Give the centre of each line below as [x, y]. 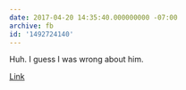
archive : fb [31, 26]
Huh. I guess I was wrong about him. [76, 60]
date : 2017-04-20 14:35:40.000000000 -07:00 [93, 17]
